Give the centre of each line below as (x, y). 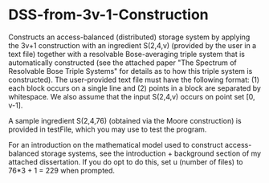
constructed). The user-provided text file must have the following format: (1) (134, 79)
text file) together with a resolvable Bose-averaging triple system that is (126, 54)
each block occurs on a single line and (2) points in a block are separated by (134, 88)
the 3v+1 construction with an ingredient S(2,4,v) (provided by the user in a (132, 45)
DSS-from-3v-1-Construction (108, 15)
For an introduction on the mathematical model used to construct (116, 144)
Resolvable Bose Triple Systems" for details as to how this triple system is (130, 71)
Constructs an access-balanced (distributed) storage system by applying (129, 37)
